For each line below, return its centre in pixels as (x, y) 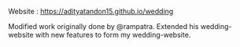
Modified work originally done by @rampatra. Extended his (103, 26)
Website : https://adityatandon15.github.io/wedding (91, 11)
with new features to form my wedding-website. (113, 35)
